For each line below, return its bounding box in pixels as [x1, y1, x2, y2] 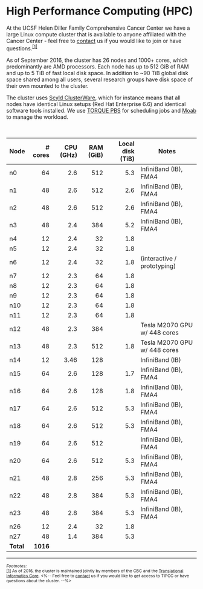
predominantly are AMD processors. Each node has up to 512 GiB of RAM [6, 62, 189, 70]
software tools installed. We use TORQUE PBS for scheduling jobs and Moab [6, 107, 197, 114]
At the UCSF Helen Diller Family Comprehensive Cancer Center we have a [6, 24, 190, 32]
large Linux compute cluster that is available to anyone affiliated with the [6, 30, 186, 38]
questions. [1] [6, 44, 37, 52]
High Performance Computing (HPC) [6, 4, 193, 18]
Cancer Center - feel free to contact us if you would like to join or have [6, 37, 182, 44]
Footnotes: [6, 563, 27, 569]
